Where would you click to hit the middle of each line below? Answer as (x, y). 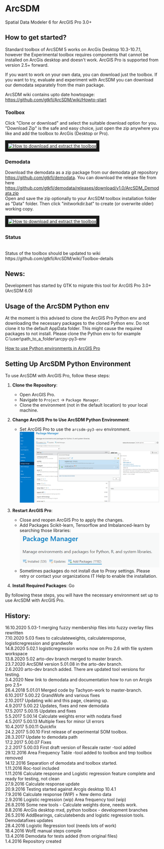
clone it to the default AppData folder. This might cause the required (74, 329)
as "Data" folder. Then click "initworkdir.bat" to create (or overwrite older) (80, 204)
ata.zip (12, 193)
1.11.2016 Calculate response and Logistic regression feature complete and (80, 773)
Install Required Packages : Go (43, 586)
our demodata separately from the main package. (55, 85)
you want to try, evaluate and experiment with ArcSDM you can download (79, 79)
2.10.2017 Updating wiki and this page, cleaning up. (57, 701)
